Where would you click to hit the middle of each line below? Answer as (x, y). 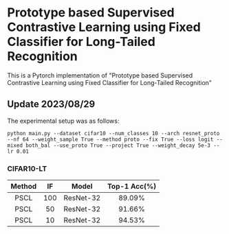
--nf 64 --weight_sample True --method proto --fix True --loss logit (110, 139)
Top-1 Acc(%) (132, 187)
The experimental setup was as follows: (63, 121)
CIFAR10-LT (27, 168)
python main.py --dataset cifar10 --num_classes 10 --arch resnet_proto (113, 133)
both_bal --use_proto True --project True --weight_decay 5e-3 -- (122, 145)
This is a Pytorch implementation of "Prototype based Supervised (100, 75)
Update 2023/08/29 (51, 104)
